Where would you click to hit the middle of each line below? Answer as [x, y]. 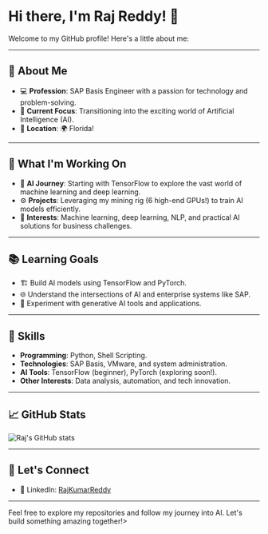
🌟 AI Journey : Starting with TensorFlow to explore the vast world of [131, 183]
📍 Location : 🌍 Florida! [57, 128]
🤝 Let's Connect [49, 470]
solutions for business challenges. [76, 225]
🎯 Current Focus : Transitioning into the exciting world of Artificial [127, 110]
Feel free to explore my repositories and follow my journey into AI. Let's [126, 512]
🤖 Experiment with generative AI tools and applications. [110, 304]
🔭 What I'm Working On [67, 164]
